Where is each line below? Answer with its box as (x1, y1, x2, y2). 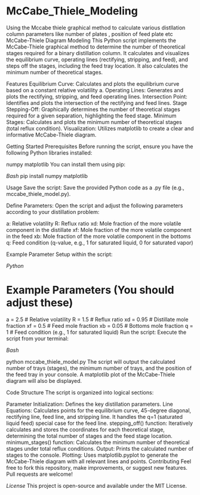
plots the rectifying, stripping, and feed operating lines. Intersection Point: (6, 93, 188, 100)
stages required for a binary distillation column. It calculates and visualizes (6, 49, 190, 56)
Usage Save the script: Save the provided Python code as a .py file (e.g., (6, 184, 185, 191)
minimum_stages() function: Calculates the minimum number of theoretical (6, 439, 190, 446)
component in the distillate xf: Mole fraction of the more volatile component (6, 226, 192, 233)
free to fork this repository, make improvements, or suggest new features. (6, 464, 188, 471)
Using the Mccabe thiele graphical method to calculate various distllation (6, 24, 186, 31)
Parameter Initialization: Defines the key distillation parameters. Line (6, 400, 173, 408)
